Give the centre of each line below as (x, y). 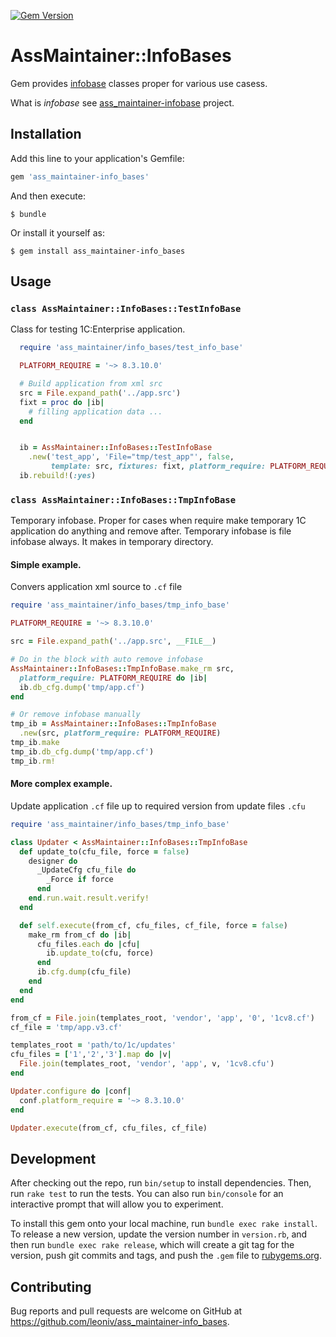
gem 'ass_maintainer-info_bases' (80, 176)
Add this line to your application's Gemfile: (97, 158)
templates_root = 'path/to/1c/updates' (93, 1045)
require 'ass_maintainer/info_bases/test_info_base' (131, 348)
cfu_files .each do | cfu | (88, 944)
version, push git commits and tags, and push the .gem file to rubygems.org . (166, 1256)
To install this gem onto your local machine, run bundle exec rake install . (164, 1224)
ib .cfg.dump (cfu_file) (84, 972)
